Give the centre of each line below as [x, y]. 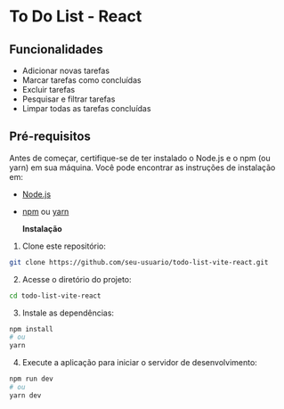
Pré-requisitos [50, 137]
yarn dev [25, 395]
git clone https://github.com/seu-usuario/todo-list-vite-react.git [139, 262]
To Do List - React [76, 16]
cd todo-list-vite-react [55, 296]
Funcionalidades [57, 49]
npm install [31, 329]
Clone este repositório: [64, 246]
